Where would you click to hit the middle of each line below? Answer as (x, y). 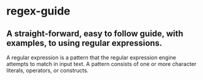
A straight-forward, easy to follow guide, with (95, 34)
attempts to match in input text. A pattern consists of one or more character (102, 64)
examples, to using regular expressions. (84, 43)
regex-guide (38, 11)
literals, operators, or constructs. (47, 70)
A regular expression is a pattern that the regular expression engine (91, 58)
